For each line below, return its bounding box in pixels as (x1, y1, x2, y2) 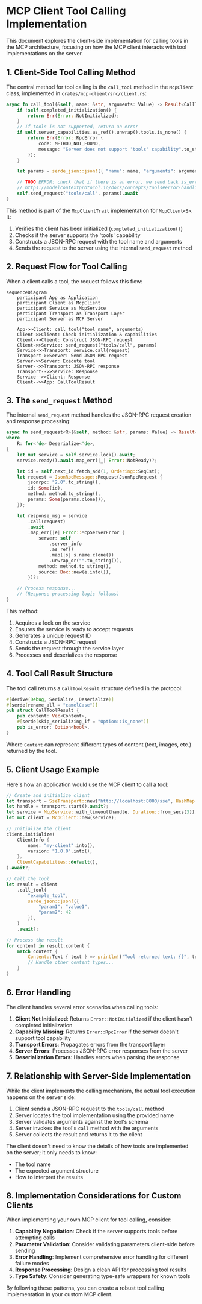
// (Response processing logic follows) (17, 591, 120, 597)
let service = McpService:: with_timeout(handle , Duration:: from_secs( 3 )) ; (6, 809, 198, 815)
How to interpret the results (14, 1173, 83, 1180)
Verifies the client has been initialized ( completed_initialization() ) (14, 225, 183, 232)
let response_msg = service (17, 512, 87, 519)
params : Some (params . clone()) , (28, 496, 106, 502)
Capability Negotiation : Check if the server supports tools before (14, 1228, 178, 1235)
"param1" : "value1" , (38, 904, 90, 910)
